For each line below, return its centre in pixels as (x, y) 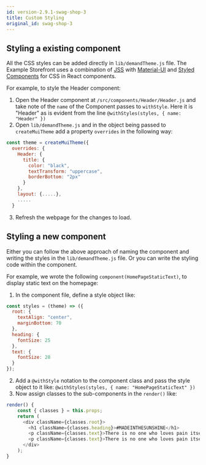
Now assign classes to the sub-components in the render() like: (96, 393)
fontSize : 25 (34, 340)
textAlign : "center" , (45, 318)
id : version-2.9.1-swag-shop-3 (46, 12)
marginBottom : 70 (40, 323)
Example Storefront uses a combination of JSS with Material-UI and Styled (101, 70)
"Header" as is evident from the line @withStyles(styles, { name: (98, 113)
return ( (29, 416)
